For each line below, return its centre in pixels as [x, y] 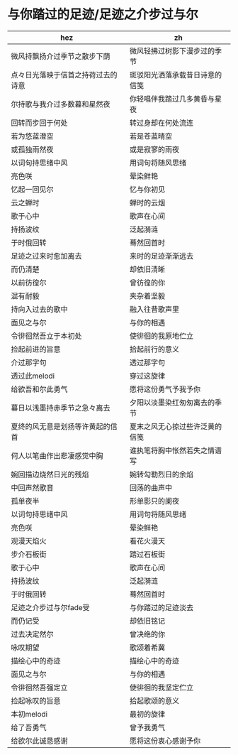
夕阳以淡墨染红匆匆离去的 [172, 402]
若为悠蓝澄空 [33, 136]
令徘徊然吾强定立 [40, 688]
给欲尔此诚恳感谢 [40, 741]
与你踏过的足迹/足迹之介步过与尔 [103, 15]
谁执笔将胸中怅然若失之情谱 [175, 450]
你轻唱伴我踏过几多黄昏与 [172, 99]
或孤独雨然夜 [33, 149]
